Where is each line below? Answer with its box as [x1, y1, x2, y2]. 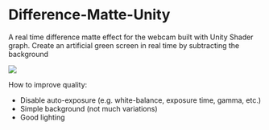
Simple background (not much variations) [19, 104, 159, 113]
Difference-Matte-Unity [8, 6, 171, 24]
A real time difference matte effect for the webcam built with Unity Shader [8, 32, 254, 42]
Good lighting [19, 112, 66, 122]
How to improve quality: [8, 79, 88, 89]
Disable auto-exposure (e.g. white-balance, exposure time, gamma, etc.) [19, 95, 262, 105]
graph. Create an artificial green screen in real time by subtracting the [8, 40, 240, 50]
